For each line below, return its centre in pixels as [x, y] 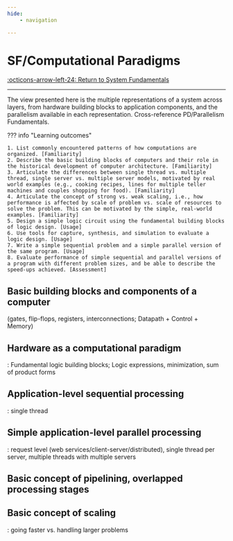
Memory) [20, 326]
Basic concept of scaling [62, 513]
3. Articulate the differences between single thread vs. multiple [107, 172]
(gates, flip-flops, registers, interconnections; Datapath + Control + [103, 319]
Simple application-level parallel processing [104, 433]
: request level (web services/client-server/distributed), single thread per [111, 449]
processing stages [48, 490]
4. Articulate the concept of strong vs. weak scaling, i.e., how [105, 197]
